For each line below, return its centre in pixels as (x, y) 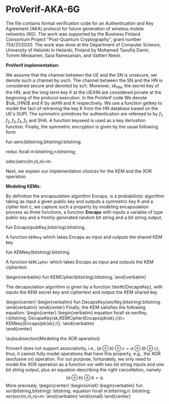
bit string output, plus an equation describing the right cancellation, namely (83, 370)
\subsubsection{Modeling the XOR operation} (53, 338)
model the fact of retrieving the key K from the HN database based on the (82, 108)
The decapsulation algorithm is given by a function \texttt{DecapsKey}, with (84, 287)
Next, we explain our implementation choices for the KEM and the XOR (79, 171)
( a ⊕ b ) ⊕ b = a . (85, 378)
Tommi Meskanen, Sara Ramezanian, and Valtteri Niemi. (64, 55)
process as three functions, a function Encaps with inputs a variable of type (84, 212)
